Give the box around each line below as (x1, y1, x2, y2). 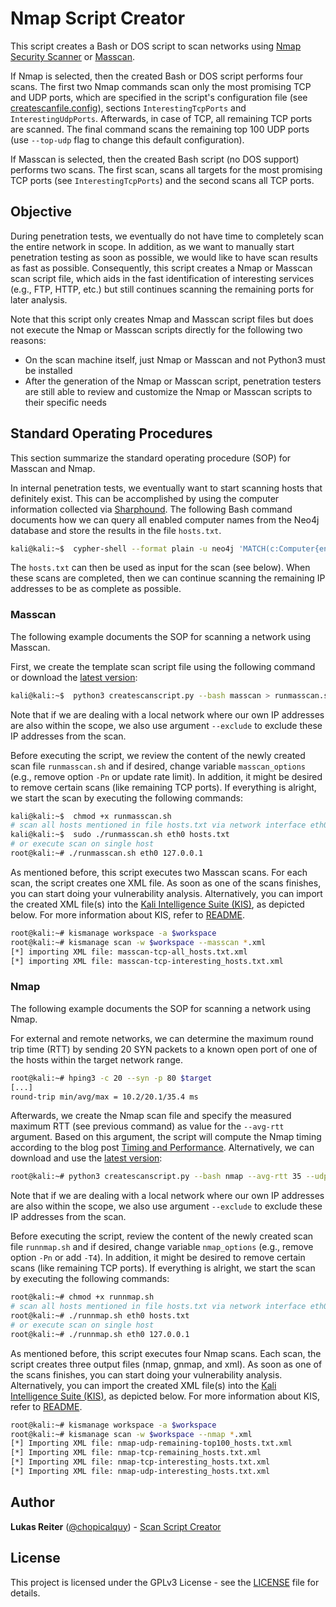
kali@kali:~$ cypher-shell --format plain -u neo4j (10, 543, 235, 554)
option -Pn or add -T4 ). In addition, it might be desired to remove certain (10, 1252, 306, 1264)
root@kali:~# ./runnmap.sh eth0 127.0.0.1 (10, 1329, 190, 1339)
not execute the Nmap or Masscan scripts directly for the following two (10, 323, 303, 336)
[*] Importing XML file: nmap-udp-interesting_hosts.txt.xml (10, 1467, 271, 1477)
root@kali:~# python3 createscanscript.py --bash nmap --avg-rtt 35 (10, 1172, 302, 1182)
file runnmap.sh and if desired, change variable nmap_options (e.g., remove (10, 1241, 314, 1253)
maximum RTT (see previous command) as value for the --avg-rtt (10, 1120, 285, 1132)
